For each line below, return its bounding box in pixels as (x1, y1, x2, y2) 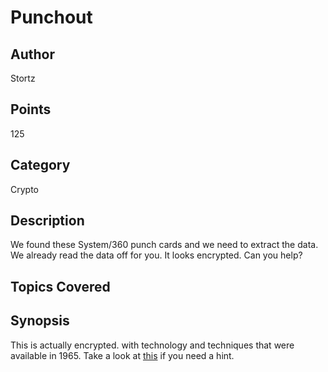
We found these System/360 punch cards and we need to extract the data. (10, 239, 319, 251)
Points (10, 101, 52, 118)
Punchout (10, 6, 93, 29)
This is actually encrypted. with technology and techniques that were (10, 339, 295, 351)
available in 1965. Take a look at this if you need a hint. (10, 349, 235, 361)
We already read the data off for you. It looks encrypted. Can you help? (10, 249, 303, 261)
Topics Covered (10, 278, 111, 295)
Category (10, 157, 71, 174)
